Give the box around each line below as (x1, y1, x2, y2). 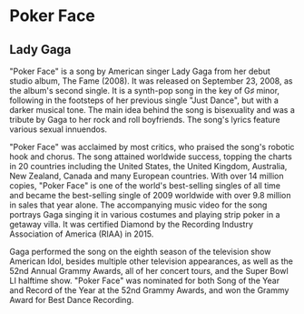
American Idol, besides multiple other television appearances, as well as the (9, 256, 293, 267)
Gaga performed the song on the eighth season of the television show (9, 247, 271, 257)
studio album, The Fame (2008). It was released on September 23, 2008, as (9, 76, 293, 86)
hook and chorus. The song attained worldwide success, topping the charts (9, 151, 292, 162)
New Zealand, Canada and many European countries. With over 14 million (9, 170, 284, 181)
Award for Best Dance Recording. (9, 295, 134, 305)
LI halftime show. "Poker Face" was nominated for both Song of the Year (9, 275, 279, 286)
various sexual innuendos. (9, 124, 107, 135)
